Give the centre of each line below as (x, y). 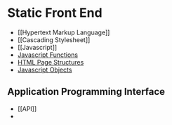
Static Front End (55, 13)
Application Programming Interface (86, 92)
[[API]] (27, 108)
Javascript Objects (45, 70)
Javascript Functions (48, 55)
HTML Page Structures (51, 62)
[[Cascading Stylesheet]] (54, 39)
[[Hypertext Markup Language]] (64, 32)
